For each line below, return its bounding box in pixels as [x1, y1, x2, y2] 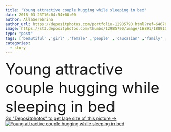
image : [5, 26, 19, 31]
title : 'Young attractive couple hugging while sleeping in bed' [5, 7, 147, 13]
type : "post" [5, 31, 33, 36]
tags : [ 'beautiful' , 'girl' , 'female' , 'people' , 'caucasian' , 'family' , [5, 36, 167, 41]
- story [10, 45, 26, 50]
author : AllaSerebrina [5, 17, 53, 22]
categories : [5, 41, 31, 46]
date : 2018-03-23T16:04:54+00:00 [5, 12, 76, 17]
